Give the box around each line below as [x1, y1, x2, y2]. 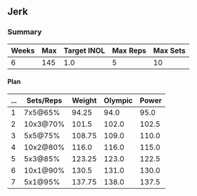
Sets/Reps [26, 96, 63, 105]
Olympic [103, 96, 133, 105]
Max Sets [153, 46, 186, 56]
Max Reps [112, 46, 147, 56]
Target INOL [63, 46, 105, 56]
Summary [7, 27, 43, 37]
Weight [71, 96, 97, 105]
